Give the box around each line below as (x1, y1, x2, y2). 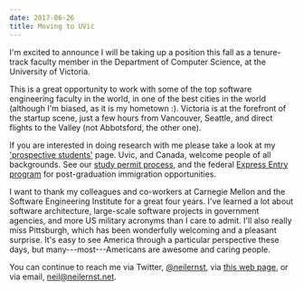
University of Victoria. (9, 65, 90, 77)
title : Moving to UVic (9, 22, 95, 31)
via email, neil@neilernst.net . (9, 271, 118, 282)
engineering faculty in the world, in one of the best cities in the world (9, 92, 267, 104)
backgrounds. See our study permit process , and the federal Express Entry (9, 159, 289, 170)
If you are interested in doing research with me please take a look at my (9, 140, 276, 150)
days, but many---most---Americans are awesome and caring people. (9, 244, 271, 255)
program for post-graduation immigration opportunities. (9, 169, 217, 179)
